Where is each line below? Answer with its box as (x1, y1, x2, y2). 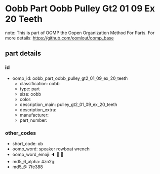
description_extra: (19, 106, 57, 112)
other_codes (5, 129, 36, 136)
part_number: (19, 117, 47, 123)
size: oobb (19, 91, 41, 97)
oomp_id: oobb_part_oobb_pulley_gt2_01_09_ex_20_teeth (12, 75, 128, 81)
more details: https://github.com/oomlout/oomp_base (5, 35, 114, 41)
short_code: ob (12, 140, 43, 146)
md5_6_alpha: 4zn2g (12, 158, 55, 164)
